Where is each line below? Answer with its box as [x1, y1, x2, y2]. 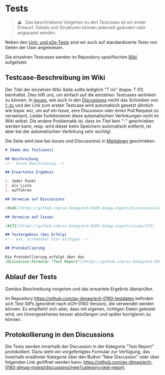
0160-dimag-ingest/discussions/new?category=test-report [5, 365, 124, 371]
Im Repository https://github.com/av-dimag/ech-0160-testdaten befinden [5, 295, 154, 301]
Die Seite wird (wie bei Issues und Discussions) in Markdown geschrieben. [5, 138, 156, 144]
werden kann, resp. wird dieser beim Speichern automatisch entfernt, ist [5, 123, 151, 129]
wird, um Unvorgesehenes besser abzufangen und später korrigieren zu [5, 311, 151, 317]
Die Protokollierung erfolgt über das [5, 254, 84, 259]
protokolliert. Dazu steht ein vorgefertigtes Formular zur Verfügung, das [5, 349, 150, 355]
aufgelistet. [5, 59, 28, 65]
